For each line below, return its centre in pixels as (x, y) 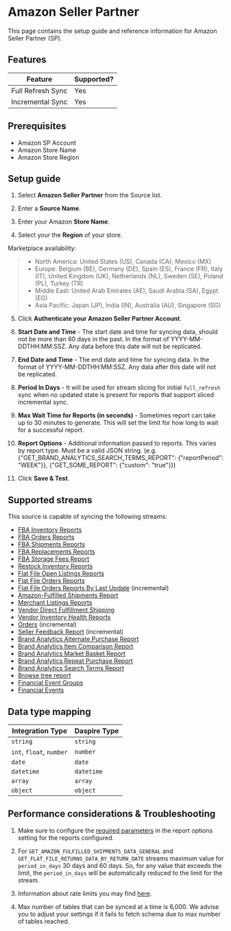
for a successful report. (51, 430)
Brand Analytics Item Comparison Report (75, 646)
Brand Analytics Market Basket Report (71, 654)
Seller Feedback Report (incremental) (71, 632)
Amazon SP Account (47, 143)
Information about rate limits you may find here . (85, 893)
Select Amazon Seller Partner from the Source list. (90, 195)
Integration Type (40, 731)
